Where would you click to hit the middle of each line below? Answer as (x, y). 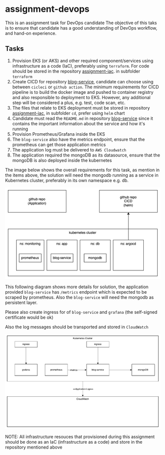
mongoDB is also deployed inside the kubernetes (62, 160)
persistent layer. (21, 303)
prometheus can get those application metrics (59, 145)
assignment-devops (47, 9)
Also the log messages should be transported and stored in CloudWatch (77, 327)
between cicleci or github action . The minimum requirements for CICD (85, 87)
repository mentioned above (34, 447)
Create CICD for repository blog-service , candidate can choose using (83, 81)
